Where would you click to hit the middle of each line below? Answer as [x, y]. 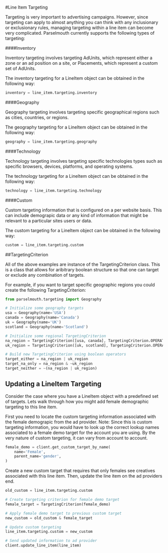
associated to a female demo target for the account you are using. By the [80, 432]
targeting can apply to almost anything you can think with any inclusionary [82, 22]
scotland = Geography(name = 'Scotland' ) [47, 327]
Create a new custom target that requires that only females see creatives [80, 471]
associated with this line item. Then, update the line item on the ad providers [84, 476]
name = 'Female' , [30, 452]
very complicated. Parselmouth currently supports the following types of [80, 33]
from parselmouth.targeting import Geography [53, 299]
